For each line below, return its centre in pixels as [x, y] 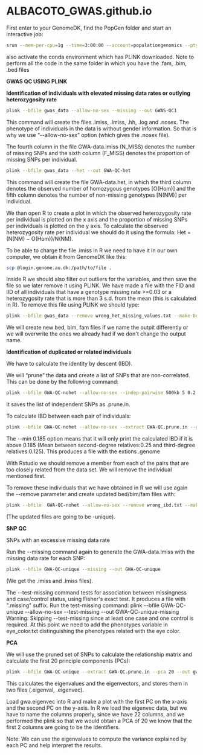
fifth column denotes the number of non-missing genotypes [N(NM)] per [97, 195]
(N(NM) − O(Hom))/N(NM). [40, 238]
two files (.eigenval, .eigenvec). [45, 690]
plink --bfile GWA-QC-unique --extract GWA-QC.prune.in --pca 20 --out [98, 672]
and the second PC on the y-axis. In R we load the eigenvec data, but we [97, 708]
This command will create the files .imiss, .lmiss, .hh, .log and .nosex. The [98, 122]
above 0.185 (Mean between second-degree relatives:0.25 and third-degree [101, 445]
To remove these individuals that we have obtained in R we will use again [97, 488]
